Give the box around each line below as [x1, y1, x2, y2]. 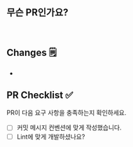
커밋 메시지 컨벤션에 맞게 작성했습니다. [16, 123, 122, 132]
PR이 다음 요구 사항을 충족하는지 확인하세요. [6, 108, 127, 117]
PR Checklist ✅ [6, 90, 73, 101]
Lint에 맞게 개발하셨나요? [16, 132, 85, 141]
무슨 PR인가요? [6, 6, 69, 19]
